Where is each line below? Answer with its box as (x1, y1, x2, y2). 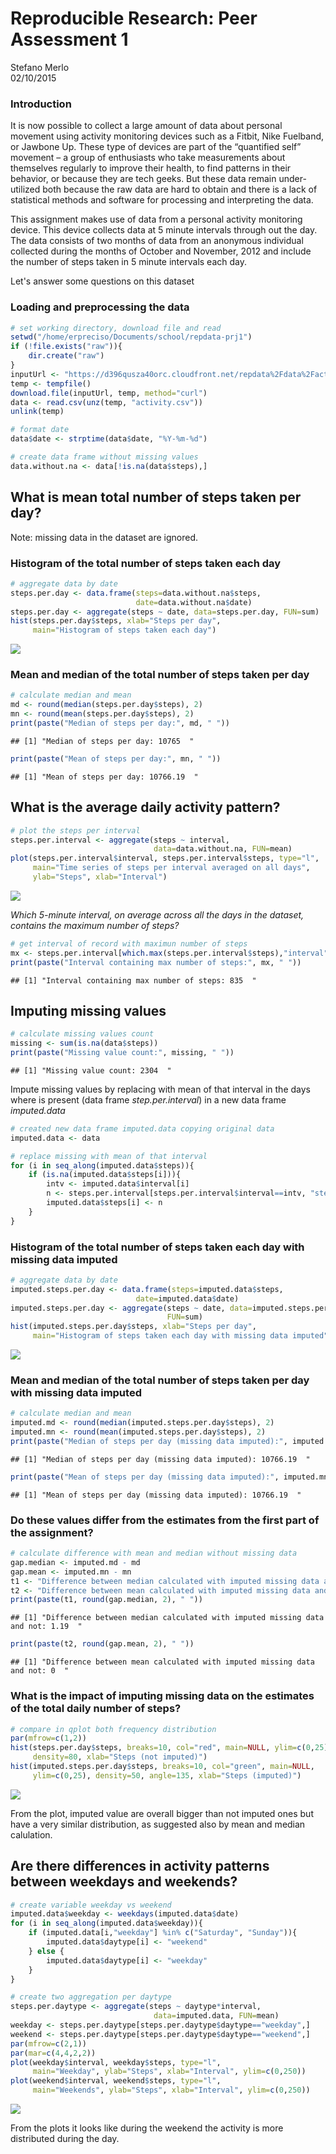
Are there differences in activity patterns (10, 1858, 270, 1875)
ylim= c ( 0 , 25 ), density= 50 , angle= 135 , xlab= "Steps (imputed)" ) (32, 1770, 302, 1781)
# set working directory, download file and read (10, 323, 222, 333)
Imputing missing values (10, 1002, 167, 1019)
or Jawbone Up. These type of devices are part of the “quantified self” (10, 141, 302, 153)
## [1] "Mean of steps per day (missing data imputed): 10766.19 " (10, 1490, 302, 1500)
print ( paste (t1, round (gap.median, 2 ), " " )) (10, 1595, 203, 1605)
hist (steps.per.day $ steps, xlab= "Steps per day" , (10, 616, 222, 626)
